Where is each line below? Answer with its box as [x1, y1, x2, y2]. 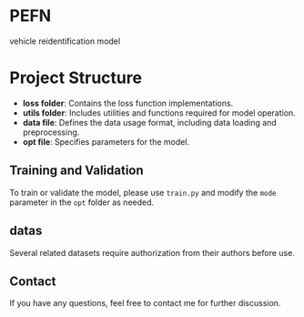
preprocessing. [22, 127, 80, 138]
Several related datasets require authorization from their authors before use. [9, 247, 296, 258]
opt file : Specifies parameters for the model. [22, 136, 189, 147]
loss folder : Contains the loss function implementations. [22, 97, 234, 108]
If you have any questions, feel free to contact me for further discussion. [9, 298, 281, 309]
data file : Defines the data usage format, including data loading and [22, 117, 278, 128]
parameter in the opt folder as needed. [9, 197, 155, 208]
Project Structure [9, 67, 143, 88]
